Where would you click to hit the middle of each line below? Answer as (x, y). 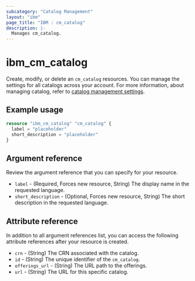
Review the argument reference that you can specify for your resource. (92, 173)
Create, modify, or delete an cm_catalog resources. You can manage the (93, 79)
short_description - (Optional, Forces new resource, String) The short (100, 196)
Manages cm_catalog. (36, 34)
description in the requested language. (61, 203)
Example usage (35, 110)
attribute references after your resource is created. (68, 242)
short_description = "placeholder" (55, 134)
